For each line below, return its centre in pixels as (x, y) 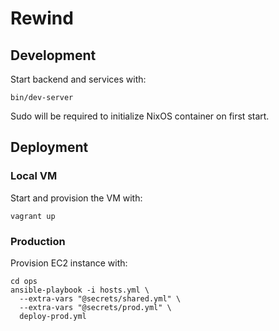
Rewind (42, 18)
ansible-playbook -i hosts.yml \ (80, 290)
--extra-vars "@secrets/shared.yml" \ (100, 298)
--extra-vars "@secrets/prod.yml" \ (95, 307)
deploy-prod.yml (53, 316)
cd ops (24, 281)
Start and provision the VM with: (76, 198)
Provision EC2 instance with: (69, 263)
